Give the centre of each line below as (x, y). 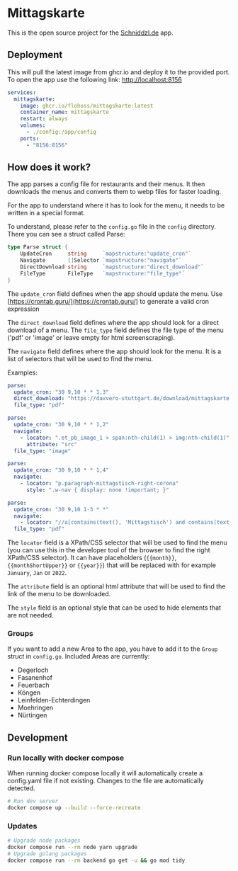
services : (22, 92)
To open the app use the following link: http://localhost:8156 (95, 79)
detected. (21, 788)
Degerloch (33, 670)
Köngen (29, 693)
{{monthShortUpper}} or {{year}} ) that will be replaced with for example (112, 565)
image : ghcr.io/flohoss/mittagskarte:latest (87, 106)
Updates (22, 826)
